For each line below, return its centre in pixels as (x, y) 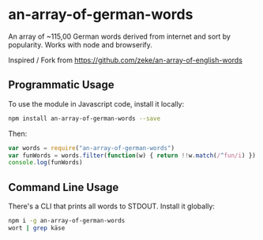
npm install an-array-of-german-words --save (84, 118)
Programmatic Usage (61, 85)
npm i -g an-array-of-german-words (67, 221)
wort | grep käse (37, 228)
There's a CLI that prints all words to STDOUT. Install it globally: (112, 206)
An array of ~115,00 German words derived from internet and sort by (120, 36)
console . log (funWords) (45, 163)
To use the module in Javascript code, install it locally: (96, 103)
